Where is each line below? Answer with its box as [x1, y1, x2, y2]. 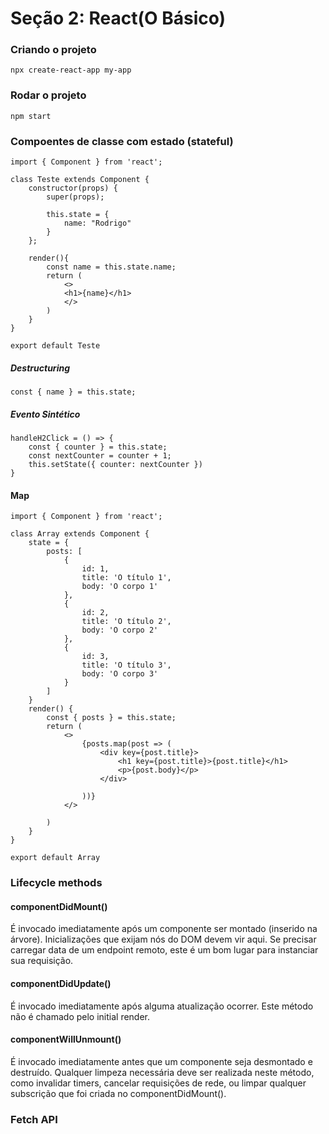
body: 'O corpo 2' [81, 625, 159, 636]
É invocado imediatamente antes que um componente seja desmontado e [10, 1055, 313, 1067]
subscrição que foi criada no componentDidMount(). [10, 1087, 227, 1099]
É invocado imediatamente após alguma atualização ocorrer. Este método [10, 1000, 314, 1012]
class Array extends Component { [10, 529, 150, 539]
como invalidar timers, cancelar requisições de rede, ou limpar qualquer [10, 1077, 307, 1089]
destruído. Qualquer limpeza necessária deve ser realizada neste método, [10, 1066, 315, 1078]
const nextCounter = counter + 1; [28, 451, 172, 461]
